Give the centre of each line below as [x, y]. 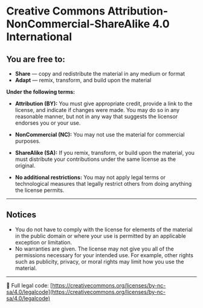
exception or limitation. [43, 242]
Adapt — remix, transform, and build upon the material [83, 80]
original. [25, 165]
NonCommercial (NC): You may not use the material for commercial [100, 135]
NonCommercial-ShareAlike [78, 24]
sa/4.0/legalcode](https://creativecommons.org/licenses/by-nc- [86, 292]
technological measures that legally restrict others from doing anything [103, 184]
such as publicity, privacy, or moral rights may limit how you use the [99, 261]
